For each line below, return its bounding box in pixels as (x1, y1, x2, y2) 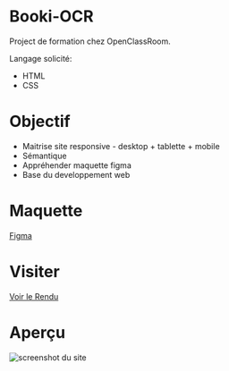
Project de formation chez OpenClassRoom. (9, 36, 172, 46)
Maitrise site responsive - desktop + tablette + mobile (21, 140, 221, 151)
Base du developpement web (21, 169, 131, 180)
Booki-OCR (9, 6, 94, 27)
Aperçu (9, 322, 65, 342)
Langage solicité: (9, 53, 72, 63)
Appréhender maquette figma (21, 159, 131, 171)
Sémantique (21, 150, 67, 161)
